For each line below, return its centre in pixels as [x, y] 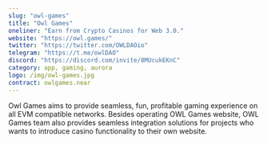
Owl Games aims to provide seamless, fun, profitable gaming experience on [133, 106]
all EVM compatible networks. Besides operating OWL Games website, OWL [134, 114]
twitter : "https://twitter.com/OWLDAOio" [78, 46]
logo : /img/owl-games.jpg [51, 75]
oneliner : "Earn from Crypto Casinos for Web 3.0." [96, 30]
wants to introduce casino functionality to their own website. [108, 131]
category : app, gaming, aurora [60, 68]
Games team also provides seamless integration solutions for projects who [131, 122]
